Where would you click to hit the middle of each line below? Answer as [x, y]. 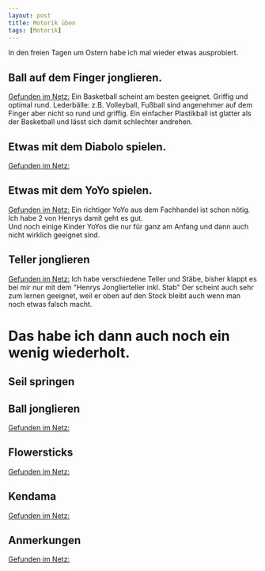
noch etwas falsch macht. [50, 304]
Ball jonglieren [44, 408]
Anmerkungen [45, 541]
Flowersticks [41, 453]
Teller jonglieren [49, 260]
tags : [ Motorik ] [35, 30]
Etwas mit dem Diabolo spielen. [87, 147]
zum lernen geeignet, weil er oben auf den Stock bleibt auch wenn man [125, 295]
